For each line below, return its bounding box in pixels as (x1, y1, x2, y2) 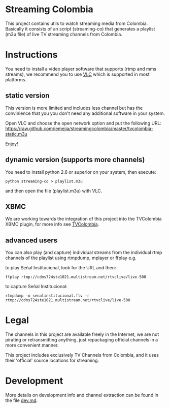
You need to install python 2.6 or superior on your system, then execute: (5, 169, 156, 175)
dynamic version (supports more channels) (5, 155, 145, 164)
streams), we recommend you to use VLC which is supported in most (5, 71, 150, 77)
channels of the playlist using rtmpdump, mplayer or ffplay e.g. (5, 255, 137, 261)
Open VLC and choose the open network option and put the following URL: (5, 120, 162, 126)
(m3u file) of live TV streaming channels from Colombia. (5, 31, 123, 37)
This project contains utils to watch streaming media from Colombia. (5, 20, 148, 26)
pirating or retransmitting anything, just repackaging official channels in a (5, 337, 158, 343)
